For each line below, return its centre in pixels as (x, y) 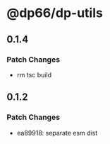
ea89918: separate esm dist (57, 133)
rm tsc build (34, 74)
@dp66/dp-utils (55, 13)
